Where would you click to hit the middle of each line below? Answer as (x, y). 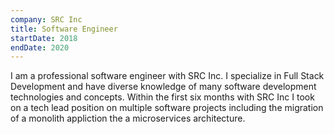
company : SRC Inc (46, 19)
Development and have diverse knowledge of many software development (163, 87)
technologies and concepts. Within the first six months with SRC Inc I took (162, 97)
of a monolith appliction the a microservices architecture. (128, 118)
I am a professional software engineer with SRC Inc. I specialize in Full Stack (167, 76)
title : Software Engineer (64, 29)
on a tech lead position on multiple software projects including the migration (167, 108)
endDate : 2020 (40, 47)
